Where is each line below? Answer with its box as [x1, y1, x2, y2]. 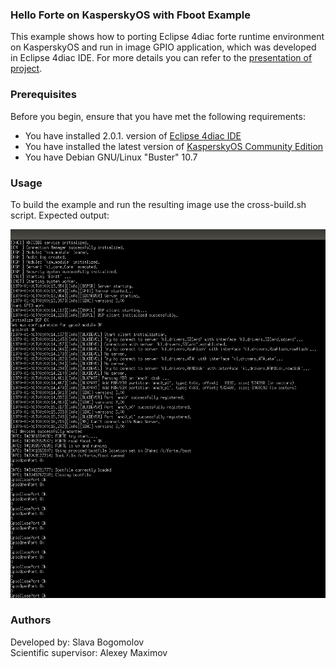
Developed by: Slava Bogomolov [10, 636, 145, 648]
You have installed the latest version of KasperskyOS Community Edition [24, 140, 324, 152]
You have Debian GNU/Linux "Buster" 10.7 [24, 151, 198, 163]
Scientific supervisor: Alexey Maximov [10, 646, 168, 658]
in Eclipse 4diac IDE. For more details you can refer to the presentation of [10, 52, 313, 64]
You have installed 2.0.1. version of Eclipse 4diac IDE [24, 129, 242, 142]
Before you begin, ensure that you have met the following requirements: [10, 110, 306, 122]
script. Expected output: [10, 209, 110, 221]
